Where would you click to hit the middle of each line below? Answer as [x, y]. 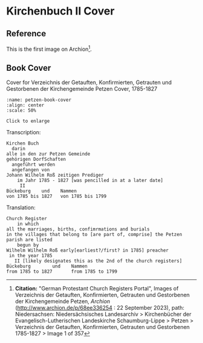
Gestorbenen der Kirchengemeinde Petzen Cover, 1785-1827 [82, 89]
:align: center [25, 105]
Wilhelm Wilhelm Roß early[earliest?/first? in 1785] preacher [88, 250]
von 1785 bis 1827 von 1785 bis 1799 [56, 197]
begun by [28, 245]
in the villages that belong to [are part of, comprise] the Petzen [94, 235]
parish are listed [29, 240]
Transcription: [24, 132]
